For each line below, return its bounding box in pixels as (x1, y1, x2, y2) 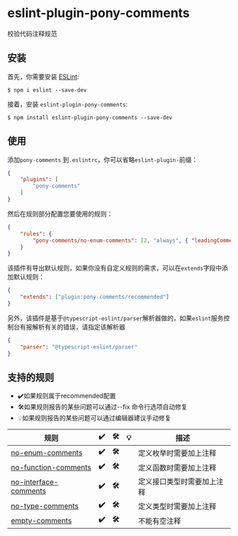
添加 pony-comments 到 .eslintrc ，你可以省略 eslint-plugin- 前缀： (7, 155, 198, 164)
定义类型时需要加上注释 (137, 501, 217, 511)
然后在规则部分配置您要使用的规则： (7, 209, 113, 218)
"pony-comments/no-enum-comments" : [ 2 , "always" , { (33, 236, 189, 244)
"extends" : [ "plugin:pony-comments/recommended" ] (20, 293, 170, 301)
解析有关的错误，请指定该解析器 (31, 322, 125, 331)
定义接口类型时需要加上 (137, 477, 217, 487)
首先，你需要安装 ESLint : (7, 72, 79, 81)
